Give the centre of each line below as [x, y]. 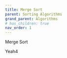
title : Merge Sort [24, 10]
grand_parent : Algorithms [31, 19]
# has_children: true [27, 23]
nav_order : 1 [18, 28]
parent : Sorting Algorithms [34, 14]
